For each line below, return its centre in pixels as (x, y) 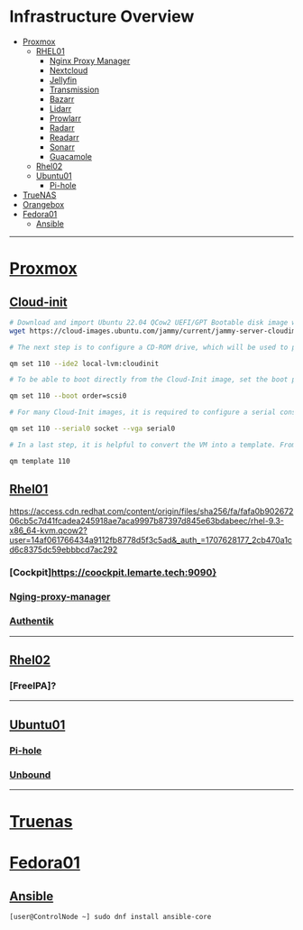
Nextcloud (69, 70)
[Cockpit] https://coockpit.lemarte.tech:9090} (113, 573)
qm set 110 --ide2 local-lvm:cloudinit (84, 364)
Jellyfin (63, 79)
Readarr (64, 137)
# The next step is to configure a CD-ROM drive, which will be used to (149, 347)
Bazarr (62, 99)
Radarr (62, 127)
